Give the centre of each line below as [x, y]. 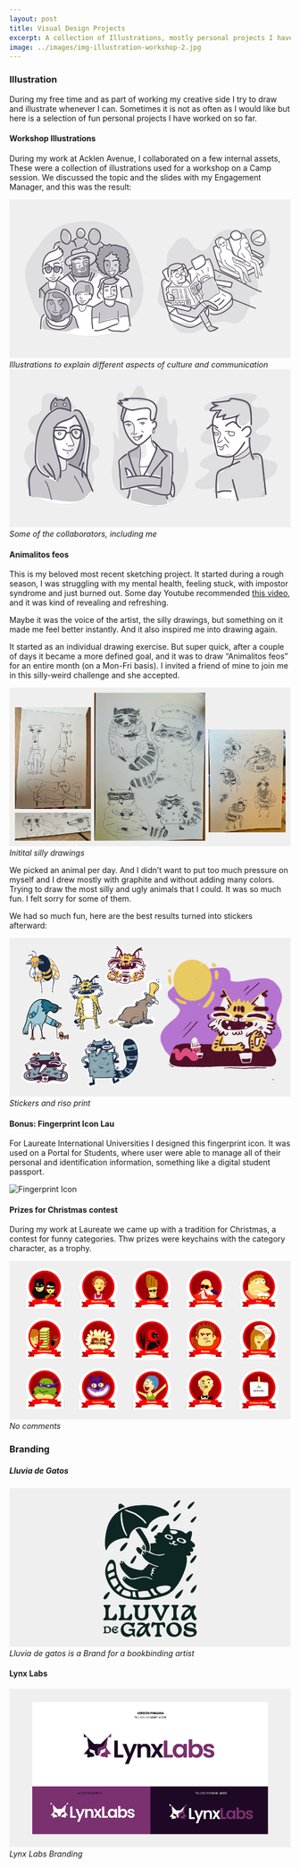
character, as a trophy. [50, 1249]
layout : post [33, 19]
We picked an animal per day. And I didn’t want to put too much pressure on [149, 871]
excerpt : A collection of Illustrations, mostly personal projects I [142, 38]
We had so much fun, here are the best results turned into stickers [131, 916]
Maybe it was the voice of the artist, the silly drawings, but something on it [146, 620]
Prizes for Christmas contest [64, 1209]
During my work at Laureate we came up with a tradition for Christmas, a [143, 1230]
